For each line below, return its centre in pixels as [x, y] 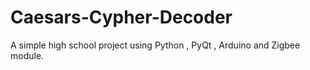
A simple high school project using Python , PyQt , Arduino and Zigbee [155, 45]
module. [27, 55]
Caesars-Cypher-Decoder [121, 17]
